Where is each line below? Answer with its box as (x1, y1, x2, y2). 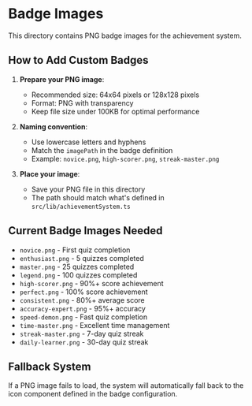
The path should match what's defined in (31, 192, 165, 202)
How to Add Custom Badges (8, 54, 149, 67)
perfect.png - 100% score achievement (19, 287, 148, 296)
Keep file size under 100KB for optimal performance (31, 106, 200, 116)
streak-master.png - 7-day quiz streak (19, 329, 144, 338)
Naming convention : (19, 121, 88, 131)
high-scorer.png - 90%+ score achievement (19, 278, 164, 288)
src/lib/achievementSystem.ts (31, 203, 132, 210)
